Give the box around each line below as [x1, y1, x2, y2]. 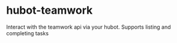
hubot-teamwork [6, 4, 93, 17]
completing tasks [6, 29, 49, 36]
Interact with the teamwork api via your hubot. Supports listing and [6, 23, 171, 30]
